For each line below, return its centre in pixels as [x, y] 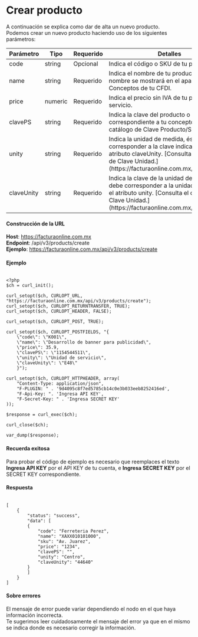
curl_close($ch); [27, 425]
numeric [56, 101]
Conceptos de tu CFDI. [140, 88]
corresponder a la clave [141, 146]
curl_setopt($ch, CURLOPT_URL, [44, 296]
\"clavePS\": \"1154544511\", [54, 353]
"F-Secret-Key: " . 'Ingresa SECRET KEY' [68, 399]
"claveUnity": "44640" [65, 562]
